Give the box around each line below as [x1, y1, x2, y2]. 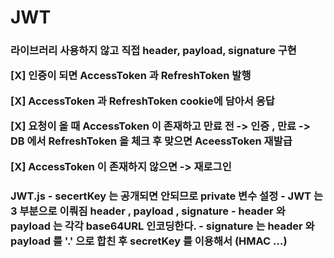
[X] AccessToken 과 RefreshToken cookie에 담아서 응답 [10, 94, 275, 108]
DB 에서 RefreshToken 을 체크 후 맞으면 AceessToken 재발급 [10, 134, 293, 148]
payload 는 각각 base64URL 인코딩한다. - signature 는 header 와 [10, 219, 315, 233]
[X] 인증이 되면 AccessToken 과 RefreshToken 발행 [10, 69, 252, 83]
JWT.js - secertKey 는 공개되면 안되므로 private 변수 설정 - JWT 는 [10, 189, 323, 203]
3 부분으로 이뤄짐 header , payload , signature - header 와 [10, 204, 286, 218]
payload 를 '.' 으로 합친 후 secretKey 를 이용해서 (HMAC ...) [10, 234, 288, 248]
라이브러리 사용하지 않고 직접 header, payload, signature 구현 [10, 44, 297, 58]
